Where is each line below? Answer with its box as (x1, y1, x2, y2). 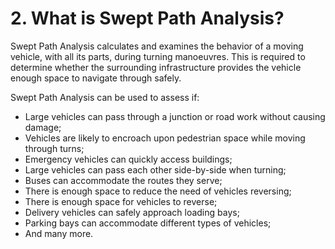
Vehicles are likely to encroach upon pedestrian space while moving (24, 132, 306, 144)
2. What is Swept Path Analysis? (10, 7, 285, 30)
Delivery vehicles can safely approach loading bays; (24, 206, 240, 218)
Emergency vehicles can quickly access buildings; (24, 153, 233, 165)
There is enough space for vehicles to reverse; (24, 195, 218, 207)
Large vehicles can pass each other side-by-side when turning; (24, 163, 287, 176)
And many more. (24, 227, 94, 239)
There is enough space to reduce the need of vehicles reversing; (24, 185, 292, 197)
